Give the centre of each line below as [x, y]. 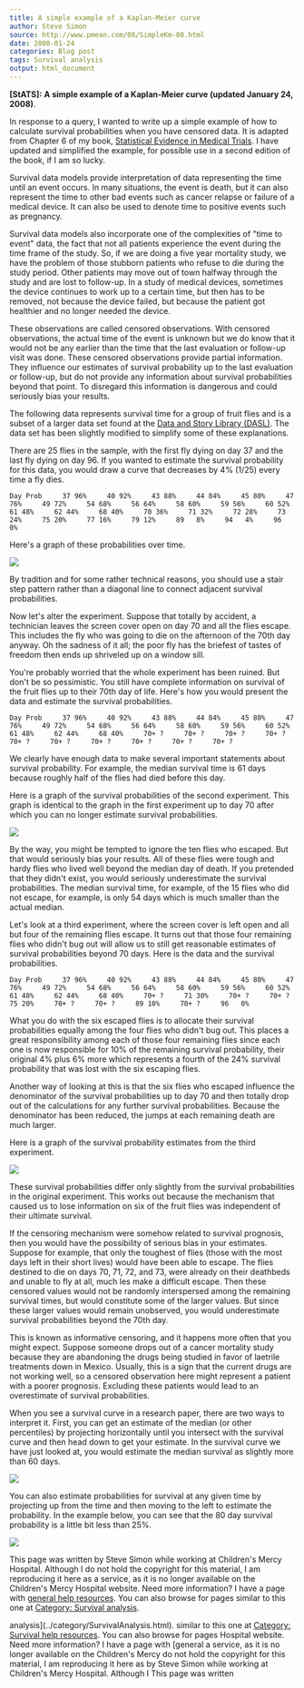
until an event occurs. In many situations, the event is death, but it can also [149, 187]
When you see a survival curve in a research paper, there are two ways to [147, 1413]
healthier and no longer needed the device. [90, 310]
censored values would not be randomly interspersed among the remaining [150, 1291]
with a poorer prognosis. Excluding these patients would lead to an [134, 1386]
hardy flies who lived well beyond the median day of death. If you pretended [152, 869]
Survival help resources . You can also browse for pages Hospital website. [147, 1634]
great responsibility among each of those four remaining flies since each [145, 1039]
